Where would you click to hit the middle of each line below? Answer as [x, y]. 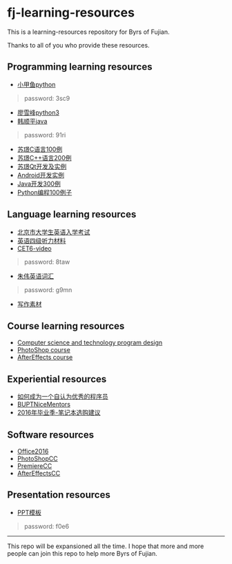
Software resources [51, 435]
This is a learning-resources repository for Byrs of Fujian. [88, 32]
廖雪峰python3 [38, 113]
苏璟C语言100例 [40, 149]
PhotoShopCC [37, 458]
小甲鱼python [36, 84]
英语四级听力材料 [41, 240]
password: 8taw [47, 262]
